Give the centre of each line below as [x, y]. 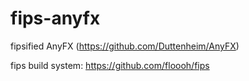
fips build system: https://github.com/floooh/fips [110, 65]
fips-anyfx [55, 18]
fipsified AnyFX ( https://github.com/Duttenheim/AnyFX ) [125, 46]
